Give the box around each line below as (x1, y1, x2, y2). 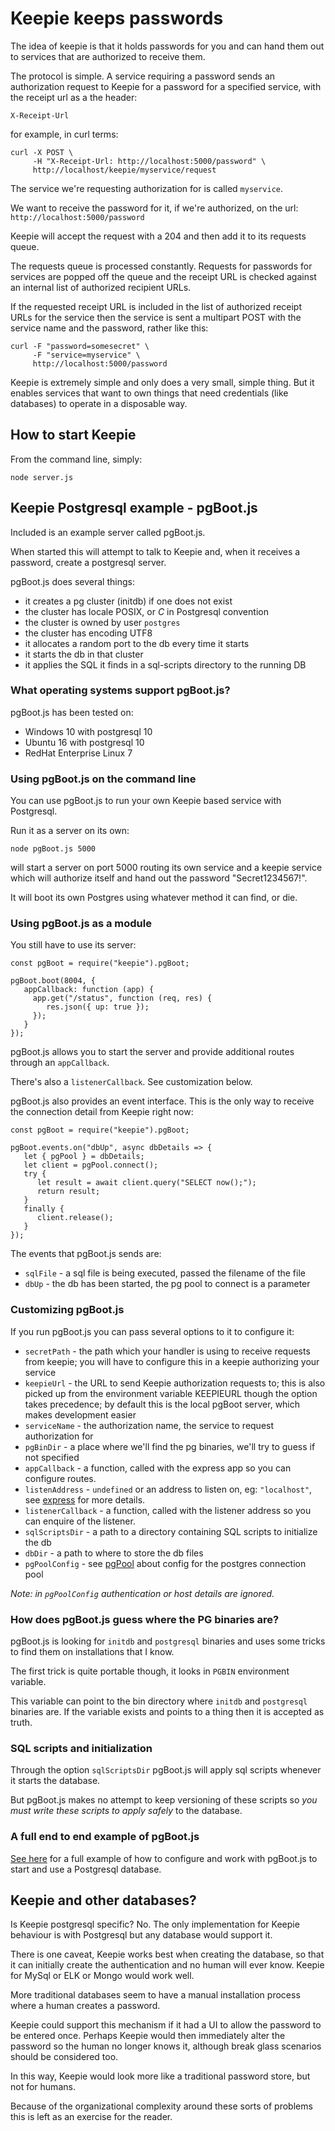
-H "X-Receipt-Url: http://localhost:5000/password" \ (32, 156, 267, 166)
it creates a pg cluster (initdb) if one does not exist (24, 595, 233, 607)
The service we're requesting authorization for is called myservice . (10, 182, 284, 194)
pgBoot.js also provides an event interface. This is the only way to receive (10, 1095, 315, 1107)
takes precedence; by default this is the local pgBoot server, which (24, 1398, 301, 1410)
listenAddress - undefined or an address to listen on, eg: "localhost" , (24, 1483, 313, 1495)
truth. (10, 1717, 33, 1729)
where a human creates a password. (10, 2000, 161, 2012)
